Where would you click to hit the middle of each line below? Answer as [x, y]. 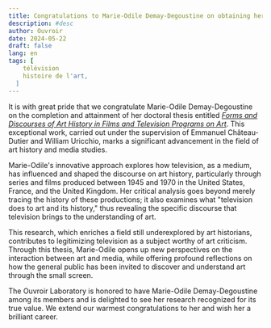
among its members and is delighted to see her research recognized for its [132, 299]
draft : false [30, 46]
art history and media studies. [58, 149]
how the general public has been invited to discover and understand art [127, 267]
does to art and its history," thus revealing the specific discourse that [123, 208]
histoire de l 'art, [56, 76]
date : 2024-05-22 [38, 38]
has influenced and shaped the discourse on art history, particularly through [135, 174]
